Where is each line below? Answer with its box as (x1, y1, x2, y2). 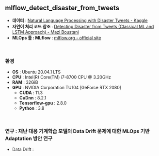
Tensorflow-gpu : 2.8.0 (19, 100, 67, 106)
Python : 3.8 (19, 105, 45, 111)
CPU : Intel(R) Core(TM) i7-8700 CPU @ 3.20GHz (12, 74, 111, 80)
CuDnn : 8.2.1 (19, 95, 47, 101)
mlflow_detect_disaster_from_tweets (5, 4, 120, 12)
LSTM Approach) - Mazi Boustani (12, 29, 79, 35)
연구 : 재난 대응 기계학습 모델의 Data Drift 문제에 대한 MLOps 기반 (5, 128, 150, 135)
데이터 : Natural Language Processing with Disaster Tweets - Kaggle (12, 17, 148, 23)
